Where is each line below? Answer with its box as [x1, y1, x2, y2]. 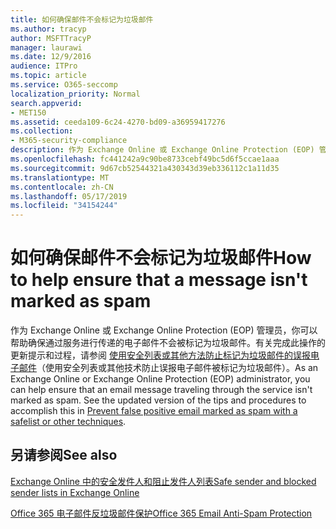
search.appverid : [10, 98, 83, 108]
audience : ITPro [10, 61, 78, 71]
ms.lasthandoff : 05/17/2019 [10, 191, 128, 201]
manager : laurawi [10, 42, 83, 53]
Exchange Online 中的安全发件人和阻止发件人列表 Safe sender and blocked [10, 475, 317, 487]
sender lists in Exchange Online [10, 486, 140, 498]
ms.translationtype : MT [10, 172, 110, 183]
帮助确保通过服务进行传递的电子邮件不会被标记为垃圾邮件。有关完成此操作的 [10, 337, 326, 349]
